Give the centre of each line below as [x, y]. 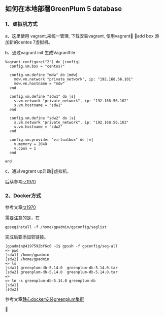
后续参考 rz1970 [20, 181]
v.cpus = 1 [25, 148]
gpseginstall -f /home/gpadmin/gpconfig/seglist [56, 227]
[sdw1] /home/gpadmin [27, 255]
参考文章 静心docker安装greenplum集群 [45, 299]
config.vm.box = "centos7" [37, 66]
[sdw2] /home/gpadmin [27, 259]
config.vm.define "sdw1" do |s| [43, 96]
